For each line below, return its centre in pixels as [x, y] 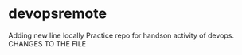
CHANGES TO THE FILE [47, 43]
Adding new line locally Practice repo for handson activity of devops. [121, 35]
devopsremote [58, 14]
